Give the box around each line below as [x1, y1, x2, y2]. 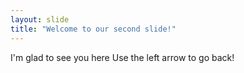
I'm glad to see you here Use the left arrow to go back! [10, 51, 235, 63]
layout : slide [10, 14, 70, 25]
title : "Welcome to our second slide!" [10, 24, 177, 34]
